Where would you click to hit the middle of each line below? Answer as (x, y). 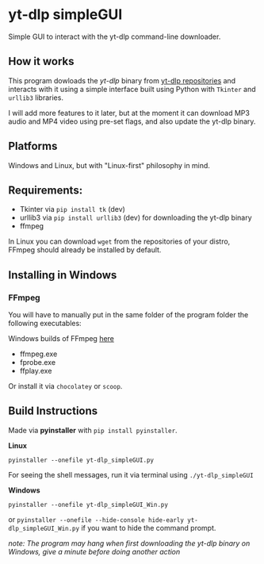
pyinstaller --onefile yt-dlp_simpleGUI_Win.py (88, 505)
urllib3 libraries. (36, 98)
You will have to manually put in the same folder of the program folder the (128, 315)
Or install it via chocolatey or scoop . (65, 386)
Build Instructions (53, 411)
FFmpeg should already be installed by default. (85, 250)
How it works (41, 61)
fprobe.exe (38, 363)
